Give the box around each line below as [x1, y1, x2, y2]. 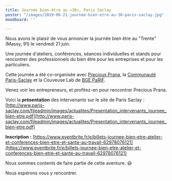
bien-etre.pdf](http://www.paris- [5, 113, 74, 119]
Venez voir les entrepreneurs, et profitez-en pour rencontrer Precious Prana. [5, 87, 167, 93]
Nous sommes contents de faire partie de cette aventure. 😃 [5, 160, 132, 166]
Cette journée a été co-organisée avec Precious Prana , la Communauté [5, 72, 156, 78]
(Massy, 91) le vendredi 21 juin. [5, 41, 70, 47]
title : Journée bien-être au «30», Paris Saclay [5, 7, 111, 13]
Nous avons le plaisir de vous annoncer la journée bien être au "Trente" [5, 35, 157, 41]
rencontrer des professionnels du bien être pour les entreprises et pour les [5, 56, 163, 62]
